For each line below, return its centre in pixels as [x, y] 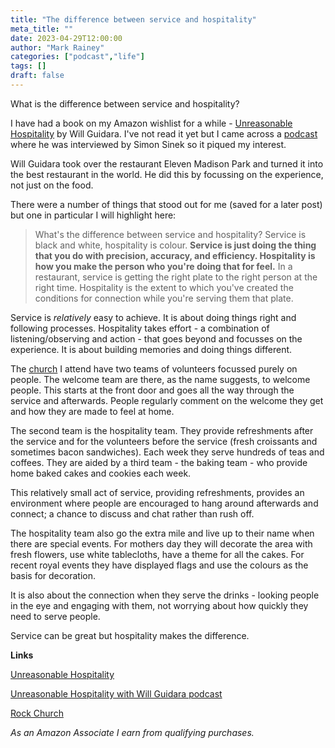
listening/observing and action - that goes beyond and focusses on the [156, 338]
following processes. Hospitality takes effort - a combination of [140, 328]
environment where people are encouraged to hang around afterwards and [164, 503]
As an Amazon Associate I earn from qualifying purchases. [132, 732]
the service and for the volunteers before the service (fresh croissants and [164, 441]
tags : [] [28, 66]
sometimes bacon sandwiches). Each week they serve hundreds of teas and [167, 452]
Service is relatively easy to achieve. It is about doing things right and [153, 317]
